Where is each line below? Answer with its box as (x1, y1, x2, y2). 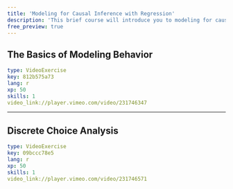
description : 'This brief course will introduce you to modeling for (7, 17, 213, 24)
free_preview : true (7, 23, 64, 30)
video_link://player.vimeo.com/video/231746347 (7, 99, 148, 106)
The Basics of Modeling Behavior (7, 48, 153, 60)
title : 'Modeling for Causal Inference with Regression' (7, 10, 175, 17)
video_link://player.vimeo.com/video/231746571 (7, 175, 148, 182)
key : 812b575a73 (7, 73, 54, 80)
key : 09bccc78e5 (7, 150, 54, 156)
